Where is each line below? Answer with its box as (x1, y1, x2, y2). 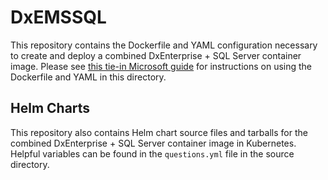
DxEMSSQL (10, 6, 107, 29)
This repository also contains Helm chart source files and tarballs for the (10, 126, 308, 138)
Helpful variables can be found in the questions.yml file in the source (10, 147, 295, 160)
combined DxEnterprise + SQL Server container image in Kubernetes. (10, 137, 297, 149)
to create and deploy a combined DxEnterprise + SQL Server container (10, 49, 302, 61)
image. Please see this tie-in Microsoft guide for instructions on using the (10, 60, 313, 72)
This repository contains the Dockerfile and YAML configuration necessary (10, 39, 318, 51)
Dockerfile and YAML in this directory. (10, 71, 167, 83)
